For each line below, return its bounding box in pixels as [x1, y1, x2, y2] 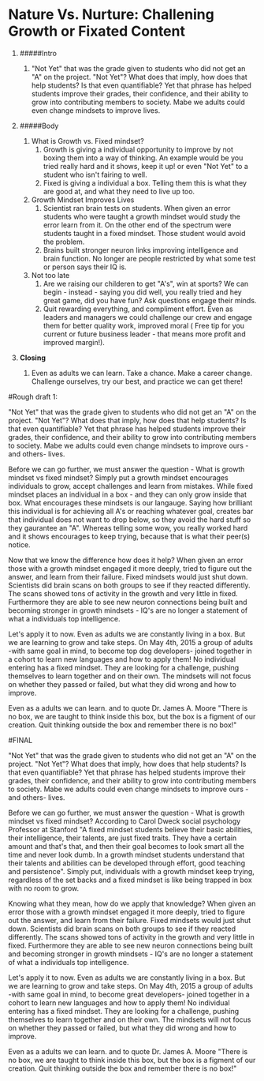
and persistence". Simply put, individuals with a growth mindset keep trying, [8, 866, 255, 876]
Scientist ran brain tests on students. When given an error [43, 203, 231, 212]
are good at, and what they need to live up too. [43, 186, 195, 196]
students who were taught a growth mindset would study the [43, 212, 241, 221]
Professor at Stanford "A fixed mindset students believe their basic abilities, [8, 824, 253, 834]
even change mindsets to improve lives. [31, 105, 161, 115]
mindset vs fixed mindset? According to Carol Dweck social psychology [8, 816, 241, 826]
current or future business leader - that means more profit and [43, 329, 246, 339]
